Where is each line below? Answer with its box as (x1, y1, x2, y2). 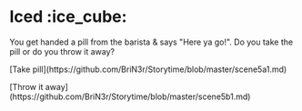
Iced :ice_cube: (9, 6, 127, 27)
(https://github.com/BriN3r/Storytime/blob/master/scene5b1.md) (9, 91, 251, 102)
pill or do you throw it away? (9, 45, 116, 56)
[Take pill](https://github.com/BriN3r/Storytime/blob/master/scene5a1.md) (9, 64, 287, 75)
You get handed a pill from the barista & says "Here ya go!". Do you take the (9, 36, 294, 47)
